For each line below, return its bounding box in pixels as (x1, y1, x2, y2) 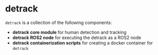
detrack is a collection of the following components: (5, 19, 112, 25)
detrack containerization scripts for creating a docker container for (12, 39, 153, 45)
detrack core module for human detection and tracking (12, 29, 126, 35)
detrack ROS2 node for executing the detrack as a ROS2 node (12, 34, 141, 40)
